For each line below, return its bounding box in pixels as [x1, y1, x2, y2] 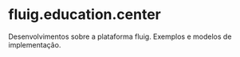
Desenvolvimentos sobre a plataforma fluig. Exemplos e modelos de [8, 32, 232, 41]
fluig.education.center [8, 6, 162, 24]
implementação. [8, 40, 61, 49]
